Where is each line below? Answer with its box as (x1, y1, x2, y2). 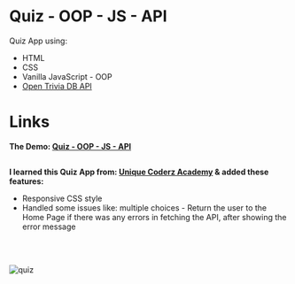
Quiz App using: (9, 35, 68, 46)
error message (21, 221, 76, 232)
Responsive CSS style (21, 193, 103, 204)
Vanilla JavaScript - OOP (21, 71, 113, 81)
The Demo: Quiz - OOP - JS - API (9, 141, 131, 151)
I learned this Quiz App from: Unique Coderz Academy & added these (9, 166, 269, 178)
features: (9, 176, 44, 187)
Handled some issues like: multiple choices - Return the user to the (21, 203, 268, 213)
